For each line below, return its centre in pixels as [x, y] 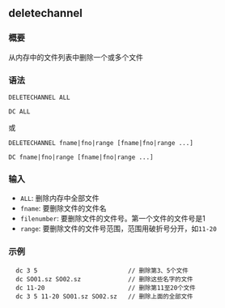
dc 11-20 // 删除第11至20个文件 [106, 288]
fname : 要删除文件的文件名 [63, 208]
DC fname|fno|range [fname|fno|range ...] [81, 157]
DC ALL [19, 111]
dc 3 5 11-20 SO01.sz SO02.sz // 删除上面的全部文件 [104, 296]
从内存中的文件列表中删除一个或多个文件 [76, 57]
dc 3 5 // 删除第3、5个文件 [102, 271]
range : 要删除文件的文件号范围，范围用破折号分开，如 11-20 [118, 229]
